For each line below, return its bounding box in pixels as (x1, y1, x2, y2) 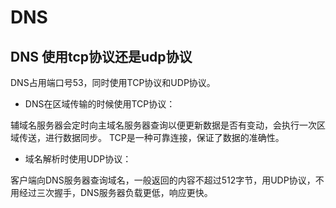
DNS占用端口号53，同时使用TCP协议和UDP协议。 (10, 77, 216, 88)
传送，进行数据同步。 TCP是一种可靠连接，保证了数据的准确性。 (18, 132, 285, 143)
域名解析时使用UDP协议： (24, 153, 132, 165)
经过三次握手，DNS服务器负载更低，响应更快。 (18, 187, 213, 198)
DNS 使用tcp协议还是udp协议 (10, 48, 193, 65)
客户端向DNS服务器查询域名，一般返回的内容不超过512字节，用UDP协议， (10, 174, 316, 186)
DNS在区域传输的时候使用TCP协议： (24, 98, 176, 110)
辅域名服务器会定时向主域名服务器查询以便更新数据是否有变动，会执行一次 (10, 119, 317, 131)
